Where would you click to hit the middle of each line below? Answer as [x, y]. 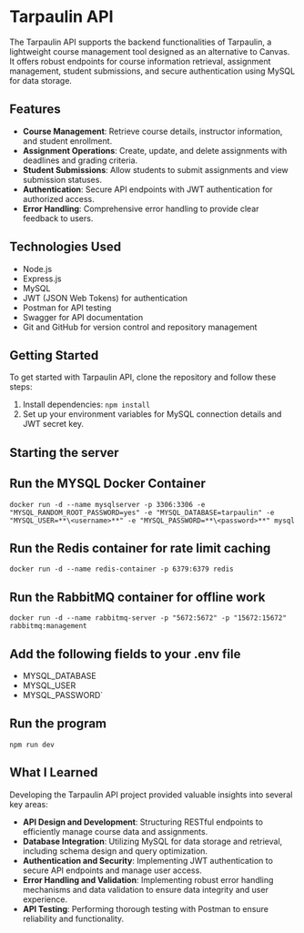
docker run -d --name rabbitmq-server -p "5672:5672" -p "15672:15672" [148, 618]
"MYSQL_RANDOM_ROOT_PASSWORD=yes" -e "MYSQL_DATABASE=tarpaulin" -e [142, 512]
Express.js [42, 279]
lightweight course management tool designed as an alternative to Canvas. [150, 51]
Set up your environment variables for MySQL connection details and [152, 414]
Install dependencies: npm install [86, 405]
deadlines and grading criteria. [80, 160]
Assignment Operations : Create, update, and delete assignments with [155, 150]
